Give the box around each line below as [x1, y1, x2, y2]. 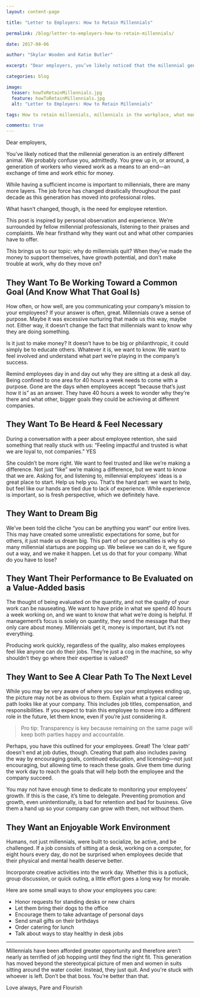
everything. [6, 630, 35, 637]
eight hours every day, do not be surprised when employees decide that [6, 851, 183, 858]
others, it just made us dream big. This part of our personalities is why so [6, 537, 186, 544]
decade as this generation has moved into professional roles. [6, 194, 156, 201]
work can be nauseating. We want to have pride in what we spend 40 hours [6, 605, 192, 612]
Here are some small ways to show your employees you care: [6, 886, 157, 894]
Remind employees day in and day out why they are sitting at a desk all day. [6, 370, 192, 377]
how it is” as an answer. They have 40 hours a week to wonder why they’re [6, 389, 190, 396]
